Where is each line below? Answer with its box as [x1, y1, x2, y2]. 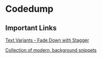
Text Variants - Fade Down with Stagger [5, 37, 89, 43]
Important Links [5, 24, 57, 32]
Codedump [5, 3, 54, 15]
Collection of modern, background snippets [5, 47, 97, 53]
